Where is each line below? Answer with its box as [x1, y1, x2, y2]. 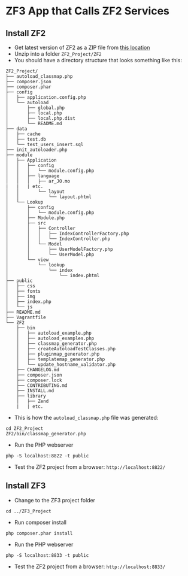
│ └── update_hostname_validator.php [16, 362, 116, 368]
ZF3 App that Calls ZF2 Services [5, 4, 170, 18]
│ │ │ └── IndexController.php [5, 236, 111, 242]
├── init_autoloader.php [5, 147, 68, 153]
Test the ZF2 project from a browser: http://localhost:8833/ [14, 563, 166, 570]
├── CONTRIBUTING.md [16, 383, 68, 389]
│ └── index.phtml [5, 272, 100, 278]
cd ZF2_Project [5, 426, 44, 432]
